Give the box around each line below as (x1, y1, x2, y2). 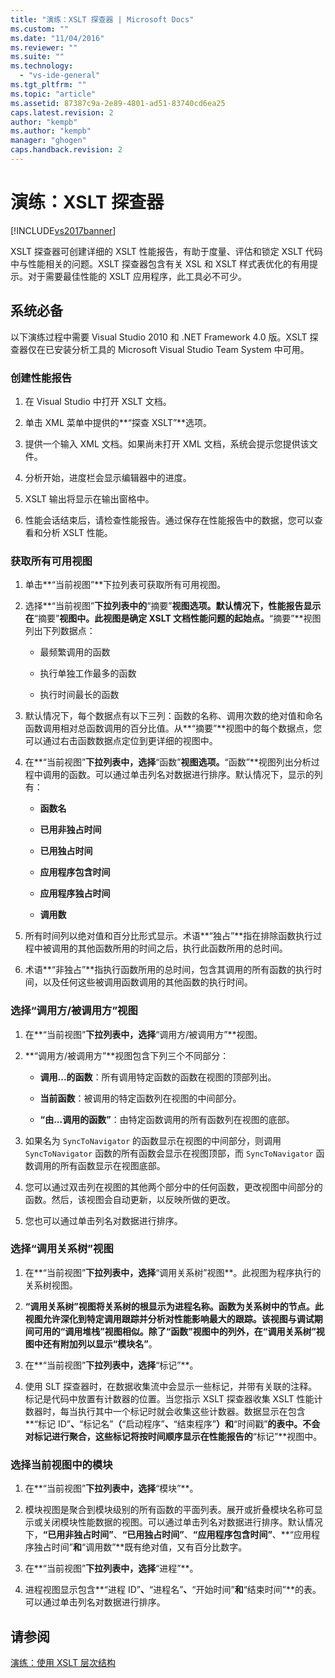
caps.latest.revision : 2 (10, 107, 114, 118)
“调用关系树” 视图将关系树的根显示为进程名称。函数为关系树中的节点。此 (24, 1300, 324, 1312)
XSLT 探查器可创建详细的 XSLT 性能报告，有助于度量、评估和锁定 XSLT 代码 (10, 245, 323, 257)
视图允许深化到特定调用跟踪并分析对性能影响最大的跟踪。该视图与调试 (24, 1312, 315, 1325)
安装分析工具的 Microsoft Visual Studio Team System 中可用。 (53, 343, 310, 355)
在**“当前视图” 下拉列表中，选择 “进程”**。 (24, 1562, 199, 1575)
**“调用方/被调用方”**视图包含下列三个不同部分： (24, 1049, 230, 1061)
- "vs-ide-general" (19, 71, 101, 81)
